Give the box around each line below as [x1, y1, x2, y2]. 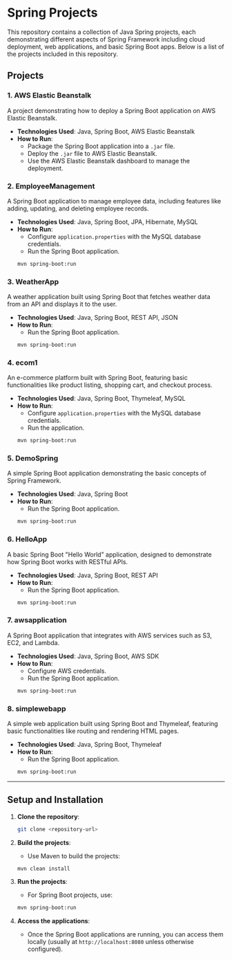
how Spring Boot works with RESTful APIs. [7, 557, 128, 565]
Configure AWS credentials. [27, 667, 107, 675]
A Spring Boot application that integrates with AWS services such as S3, [7, 631, 213, 640]
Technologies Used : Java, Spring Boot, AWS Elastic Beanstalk [17, 127, 195, 136]
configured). [27, 945, 64, 953]
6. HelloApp [7, 534, 48, 544]
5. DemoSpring [7, 453, 59, 463]
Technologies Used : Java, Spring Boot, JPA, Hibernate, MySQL [17, 217, 198, 226]
